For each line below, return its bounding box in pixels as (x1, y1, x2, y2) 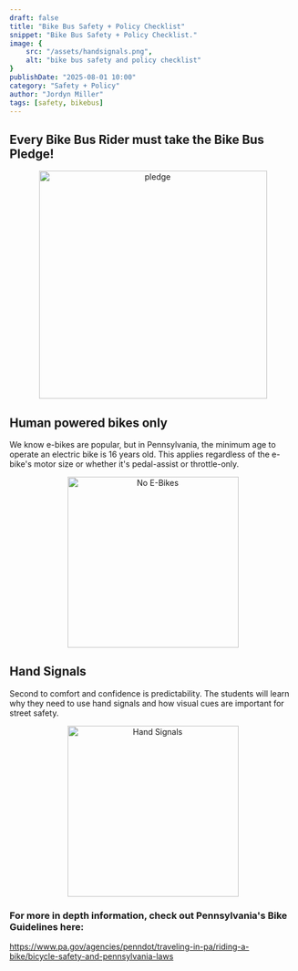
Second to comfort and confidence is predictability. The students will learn (9, 687, 290, 698)
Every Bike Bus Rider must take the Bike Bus (9, 131, 264, 147)
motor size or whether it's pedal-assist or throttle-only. (33, 459, 240, 470)
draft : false (9, 13, 59, 23)
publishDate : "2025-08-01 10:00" (9, 73, 137, 82)
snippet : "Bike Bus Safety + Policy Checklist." (9, 30, 198, 39)
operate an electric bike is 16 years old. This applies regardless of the (9, 449, 271, 460)
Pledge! (9, 146, 55, 161)
